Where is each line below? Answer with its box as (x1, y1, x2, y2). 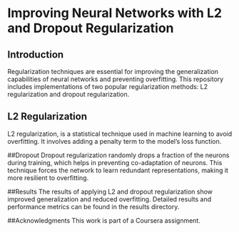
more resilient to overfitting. (7, 173, 89, 182)
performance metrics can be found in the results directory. (7, 202, 180, 211)
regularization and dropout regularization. (7, 90, 130, 98)
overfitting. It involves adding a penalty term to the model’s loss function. (7, 137, 222, 145)
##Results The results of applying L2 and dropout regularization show (7, 187, 213, 196)
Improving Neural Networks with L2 (7, 5, 223, 21)
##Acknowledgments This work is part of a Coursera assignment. (7, 216, 201, 225)
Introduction (7, 48, 64, 60)
